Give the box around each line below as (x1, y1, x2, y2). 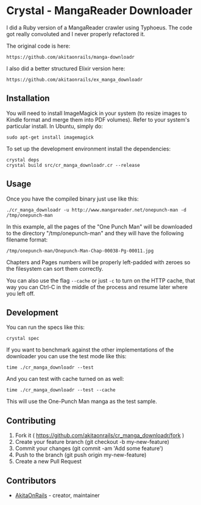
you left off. (6, 290, 35, 297)
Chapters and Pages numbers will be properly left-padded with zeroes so (6, 258, 191, 266)
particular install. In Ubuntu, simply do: (6, 122, 104, 130)
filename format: (6, 236, 48, 243)
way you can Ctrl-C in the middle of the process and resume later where (6, 283, 188, 290)
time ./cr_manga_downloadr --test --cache (6, 387, 116, 393)
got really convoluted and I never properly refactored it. (6, 30, 146, 37)
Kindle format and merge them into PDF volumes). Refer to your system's (6, 116, 190, 123)
